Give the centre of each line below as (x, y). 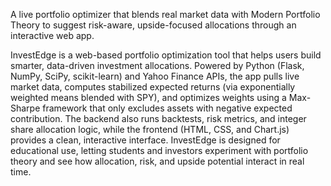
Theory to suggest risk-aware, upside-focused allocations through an (153, 25)
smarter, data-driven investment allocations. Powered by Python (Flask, (157, 65)
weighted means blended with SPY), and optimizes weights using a (148, 97)
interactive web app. (52, 35)
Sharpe (25, 108)
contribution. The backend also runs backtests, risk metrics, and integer (158, 118)
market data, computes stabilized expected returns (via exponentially (153, 87)
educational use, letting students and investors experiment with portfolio (159, 150)
